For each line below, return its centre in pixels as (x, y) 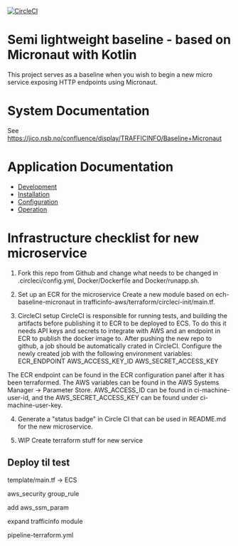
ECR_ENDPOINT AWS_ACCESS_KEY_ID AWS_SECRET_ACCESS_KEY (118, 361)
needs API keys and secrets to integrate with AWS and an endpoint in (119, 330)
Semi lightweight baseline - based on (119, 40)
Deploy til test (39, 463)
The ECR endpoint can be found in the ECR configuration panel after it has (116, 374)
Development (37, 187)
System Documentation (79, 111)
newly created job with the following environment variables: (105, 353)
